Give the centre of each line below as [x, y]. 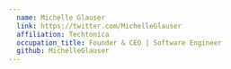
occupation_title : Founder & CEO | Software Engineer [119, 43]
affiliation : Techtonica [63, 34]
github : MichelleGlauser [63, 51]
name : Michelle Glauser [61, 17]
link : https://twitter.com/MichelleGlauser [99, 26]
